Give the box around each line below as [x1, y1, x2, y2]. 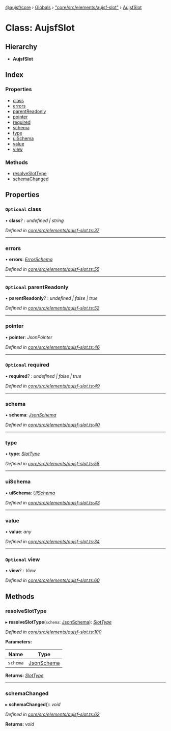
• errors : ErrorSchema [5, 256, 53, 262]
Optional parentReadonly [5, 284, 69, 291]
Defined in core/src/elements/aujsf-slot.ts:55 [5, 266, 100, 272]
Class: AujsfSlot [5, 22, 75, 34]
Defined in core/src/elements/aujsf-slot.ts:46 [5, 344, 100, 350]
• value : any [5, 529, 32, 535]
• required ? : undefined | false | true [5, 373, 81, 379]
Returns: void [5, 721, 35, 727]
